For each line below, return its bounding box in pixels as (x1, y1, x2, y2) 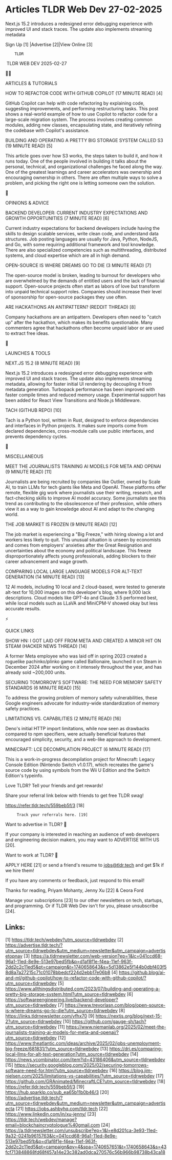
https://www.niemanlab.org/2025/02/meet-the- (66, 1024, 166, 1030)
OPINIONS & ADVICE (5, 199, 50, 206)
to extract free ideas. (5, 330, 50, 336)
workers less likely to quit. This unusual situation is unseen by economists (5, 536, 161, 543)
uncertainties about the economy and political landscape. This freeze (5, 547, 152, 553)
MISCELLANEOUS (5, 453, 44, 459)
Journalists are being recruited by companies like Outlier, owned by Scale (5, 478, 161, 485)
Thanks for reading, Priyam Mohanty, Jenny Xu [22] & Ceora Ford (5, 887, 144, 893)
